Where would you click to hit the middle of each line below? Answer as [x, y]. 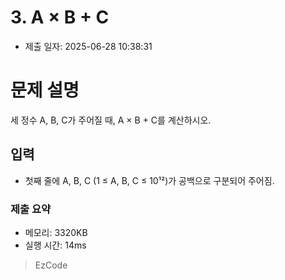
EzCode [51, 265]
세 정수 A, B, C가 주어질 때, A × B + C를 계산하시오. [111, 120]
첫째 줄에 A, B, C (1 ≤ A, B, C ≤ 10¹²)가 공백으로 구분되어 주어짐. [149, 180]
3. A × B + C [60, 17]
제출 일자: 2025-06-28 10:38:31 [88, 46]
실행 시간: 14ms [55, 245]
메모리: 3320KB [56, 232]
